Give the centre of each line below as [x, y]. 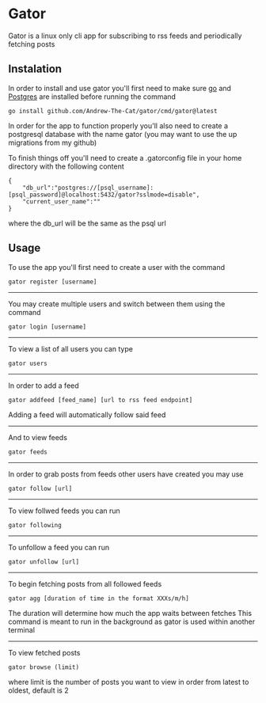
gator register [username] [53, 282]
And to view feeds [38, 437]
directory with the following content [66, 166]
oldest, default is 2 [38, 690]
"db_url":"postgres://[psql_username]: [88, 188]
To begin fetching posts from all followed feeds [85, 583]
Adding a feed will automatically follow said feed [87, 414]
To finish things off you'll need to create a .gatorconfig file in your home [125, 158]
